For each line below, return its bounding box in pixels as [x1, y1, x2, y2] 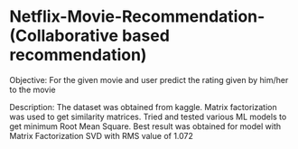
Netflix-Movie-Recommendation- [9, 6, 265, 27]
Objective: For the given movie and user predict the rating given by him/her [9, 74, 289, 85]
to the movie [9, 84, 56, 95]
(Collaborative [9, 25, 119, 46]
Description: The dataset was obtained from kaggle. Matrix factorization [9, 101, 277, 112]
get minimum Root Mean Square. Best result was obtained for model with [9, 120, 282, 132]
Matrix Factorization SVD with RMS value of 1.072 [9, 130, 194, 141]
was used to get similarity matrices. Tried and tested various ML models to [9, 111, 287, 122]
